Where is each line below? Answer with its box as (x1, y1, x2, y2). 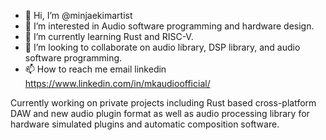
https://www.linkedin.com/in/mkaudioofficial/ (24, 78, 211, 89)
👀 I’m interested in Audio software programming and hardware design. (24, 20, 315, 32)
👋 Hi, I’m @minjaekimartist (24, 10, 133, 21)
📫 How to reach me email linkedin (24, 63, 167, 75)
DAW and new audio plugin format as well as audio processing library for (10, 108, 310, 119)
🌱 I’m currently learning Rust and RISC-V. (24, 31, 194, 42)
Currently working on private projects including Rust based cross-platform (10, 97, 317, 109)
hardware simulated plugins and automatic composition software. (10, 118, 280, 130)
